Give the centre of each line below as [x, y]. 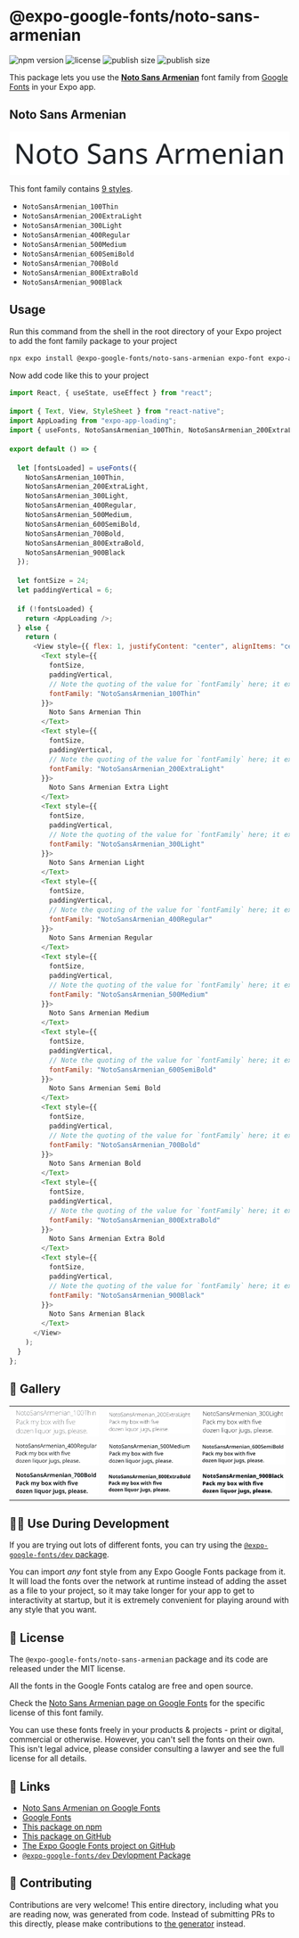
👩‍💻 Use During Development [89, 1523]
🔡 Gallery [35, 1389]
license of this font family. [57, 1712]
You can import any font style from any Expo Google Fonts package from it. [148, 1572]
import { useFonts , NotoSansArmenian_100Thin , [97, 431]
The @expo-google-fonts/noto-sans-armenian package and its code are [139, 1659]
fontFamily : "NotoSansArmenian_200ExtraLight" [137, 768]
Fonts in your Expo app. [53, 86]
